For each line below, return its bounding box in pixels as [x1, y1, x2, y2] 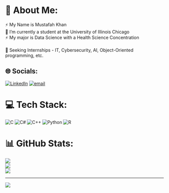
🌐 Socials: [5, 67, 38, 76]
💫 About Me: [5, 5, 58, 16]
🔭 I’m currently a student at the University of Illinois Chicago [5, 29, 130, 35]
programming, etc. [5, 52, 44, 58]
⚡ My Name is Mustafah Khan [5, 21, 67, 27]
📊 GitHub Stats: [5, 138, 74, 149]
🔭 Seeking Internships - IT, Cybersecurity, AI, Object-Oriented [5, 47, 134, 53]
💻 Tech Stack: [5, 99, 67, 110]
